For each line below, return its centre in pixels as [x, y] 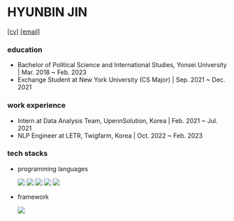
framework [33, 197]
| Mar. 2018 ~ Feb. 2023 [52, 72]
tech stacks [28, 153]
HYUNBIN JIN [47, 12]
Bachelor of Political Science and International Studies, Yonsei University [122, 65]
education [25, 50]
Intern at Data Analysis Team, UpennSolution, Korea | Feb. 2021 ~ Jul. [117, 120]
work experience [37, 106]
